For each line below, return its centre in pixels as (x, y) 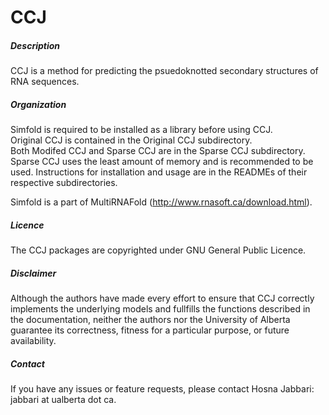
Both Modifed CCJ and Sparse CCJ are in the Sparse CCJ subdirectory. (158, 151)
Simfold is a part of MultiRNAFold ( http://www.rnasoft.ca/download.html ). (161, 202)
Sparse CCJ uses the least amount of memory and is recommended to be (162, 162)
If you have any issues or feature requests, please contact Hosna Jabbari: (162, 389)
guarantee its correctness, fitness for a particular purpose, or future (150, 330)
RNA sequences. (45, 82)
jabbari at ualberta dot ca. (63, 400)
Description (35, 45)
